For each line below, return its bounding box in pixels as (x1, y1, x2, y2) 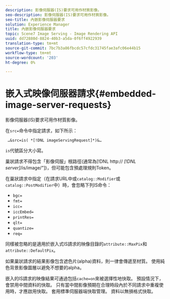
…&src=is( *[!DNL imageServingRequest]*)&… (7, 138, 102, 143)
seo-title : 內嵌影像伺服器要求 (5, 17, 65, 22)
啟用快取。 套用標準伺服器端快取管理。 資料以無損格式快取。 (27, 288, 156, 294)
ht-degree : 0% (5, 60, 36, 65)
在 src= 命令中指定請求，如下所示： (5, 127, 78, 134)
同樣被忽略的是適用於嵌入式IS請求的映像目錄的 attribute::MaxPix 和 (5, 241, 147, 247)
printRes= (12, 215, 34, 220)
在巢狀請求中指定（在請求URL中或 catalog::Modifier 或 (5, 176, 121, 182)
